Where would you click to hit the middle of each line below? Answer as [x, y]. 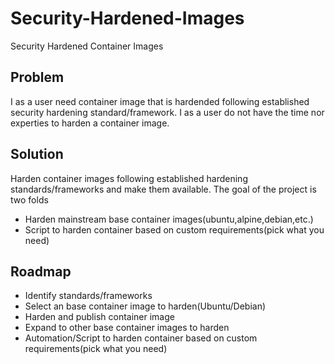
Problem [37, 77]
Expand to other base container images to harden [127, 328]
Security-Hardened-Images [127, 18]
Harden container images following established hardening [129, 178]
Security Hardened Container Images [87, 46]
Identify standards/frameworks [88, 296]
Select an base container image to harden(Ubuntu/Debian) [145, 306]
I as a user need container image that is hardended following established [160, 101]
